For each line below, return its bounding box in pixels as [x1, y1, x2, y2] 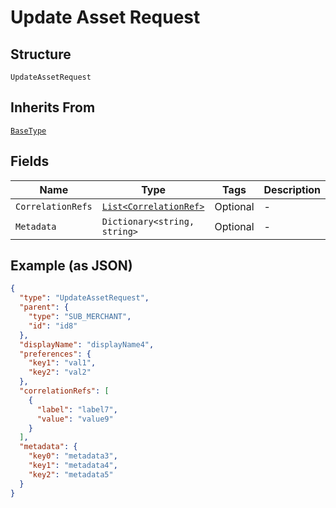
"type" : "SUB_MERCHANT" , [28, 312, 132, 322]
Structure [10, 46, 72, 63]
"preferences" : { [19, 349, 92, 359]
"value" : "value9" [36, 414, 114, 424]
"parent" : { [19, 302, 70, 313]
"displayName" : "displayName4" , [19, 339, 155, 350]
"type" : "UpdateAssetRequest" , [19, 293, 150, 303]
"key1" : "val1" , [28, 358, 97, 368]
